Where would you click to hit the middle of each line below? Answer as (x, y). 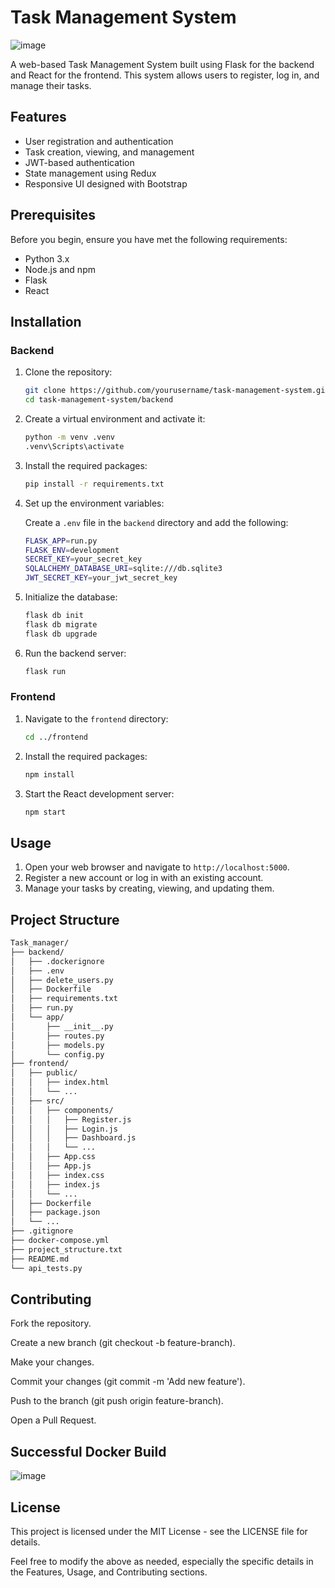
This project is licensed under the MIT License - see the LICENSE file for (159, 1531)
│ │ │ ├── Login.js (64, 1129)
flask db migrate (61, 624)
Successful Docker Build (88, 1451)
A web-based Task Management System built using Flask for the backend (162, 64)
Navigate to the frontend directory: (96, 718)
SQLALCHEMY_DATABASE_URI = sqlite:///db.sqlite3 (123, 569)
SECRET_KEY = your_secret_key (83, 559)
